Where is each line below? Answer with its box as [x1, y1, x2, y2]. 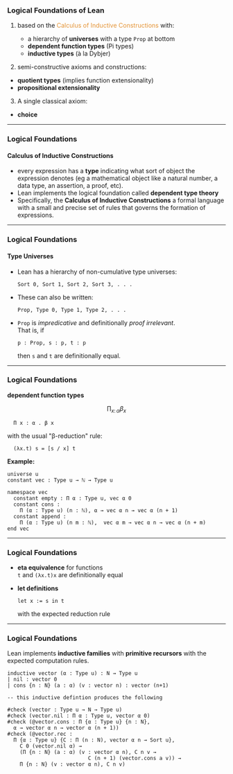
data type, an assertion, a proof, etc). [17, 182, 123, 190]
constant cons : [13, 501, 60, 508]
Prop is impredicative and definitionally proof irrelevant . [17, 318, 175, 327]
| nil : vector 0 [7, 676, 58, 683]
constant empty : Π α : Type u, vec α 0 [13, 495, 132, 502]
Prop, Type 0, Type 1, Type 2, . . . [17, 306, 127, 313]
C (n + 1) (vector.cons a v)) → [87, 755, 182, 762]
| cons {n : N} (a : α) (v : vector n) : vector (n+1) [7, 682, 169, 689]
